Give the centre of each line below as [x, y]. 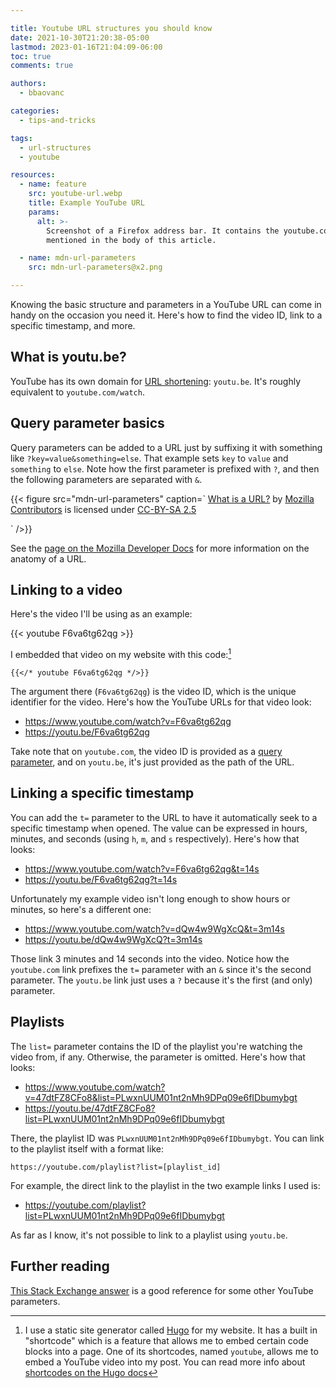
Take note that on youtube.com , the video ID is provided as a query [146, 752]
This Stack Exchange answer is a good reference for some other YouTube [162, 1290]
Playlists [37, 1022]
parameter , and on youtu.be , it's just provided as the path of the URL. [152, 762]
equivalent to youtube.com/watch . [77, 392]
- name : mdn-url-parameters [78, 258]
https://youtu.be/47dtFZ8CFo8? [90, 1108]
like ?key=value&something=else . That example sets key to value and [149, 458]
